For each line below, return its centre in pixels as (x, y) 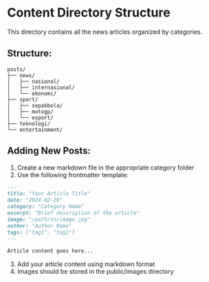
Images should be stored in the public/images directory (95, 272)
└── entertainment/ (35, 130)
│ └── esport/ (30, 118)
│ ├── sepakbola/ (35, 105)
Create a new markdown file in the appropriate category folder (106, 168)
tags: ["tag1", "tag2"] (41, 232)
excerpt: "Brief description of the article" (73, 213)
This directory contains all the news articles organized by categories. (105, 32)
